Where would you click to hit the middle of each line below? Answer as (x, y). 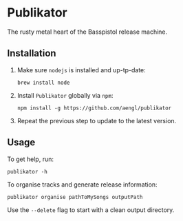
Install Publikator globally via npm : (65, 95)
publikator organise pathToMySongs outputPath (75, 197)
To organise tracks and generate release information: (82, 185)
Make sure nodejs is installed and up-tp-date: (81, 70)
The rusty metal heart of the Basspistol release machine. (87, 32)
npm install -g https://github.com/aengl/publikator (94, 108)
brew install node (43, 83)
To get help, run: (30, 159)
